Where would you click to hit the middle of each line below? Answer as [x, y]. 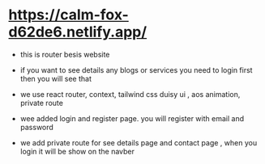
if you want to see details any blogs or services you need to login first [136, 69]
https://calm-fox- [69, 15]
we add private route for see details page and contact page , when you [139, 142]
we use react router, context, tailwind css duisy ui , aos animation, [130, 94]
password [37, 127]
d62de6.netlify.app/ [78, 32]
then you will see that [56, 78]
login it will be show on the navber [77, 151]
